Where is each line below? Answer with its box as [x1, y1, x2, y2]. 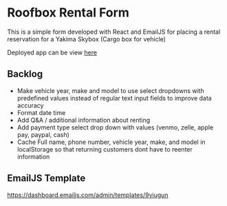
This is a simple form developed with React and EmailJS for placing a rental [7, 28, 221, 36]
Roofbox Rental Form [7, 5, 129, 21]
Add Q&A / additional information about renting [17, 116, 151, 124]
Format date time [17, 108, 66, 116]
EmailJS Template [7, 172, 86, 184]
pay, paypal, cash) [17, 130, 70, 138]
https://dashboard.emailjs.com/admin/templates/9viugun [7, 191, 169, 199]
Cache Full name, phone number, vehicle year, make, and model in [17, 138, 206, 146]
